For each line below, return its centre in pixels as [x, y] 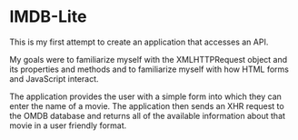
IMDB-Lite [48, 17]
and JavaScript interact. [54, 78]
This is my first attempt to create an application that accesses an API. [139, 42]
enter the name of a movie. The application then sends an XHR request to [147, 105]
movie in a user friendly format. [68, 125]
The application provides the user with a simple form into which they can [145, 96]
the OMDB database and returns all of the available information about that [148, 115]
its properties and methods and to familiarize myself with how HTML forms [149, 69]
